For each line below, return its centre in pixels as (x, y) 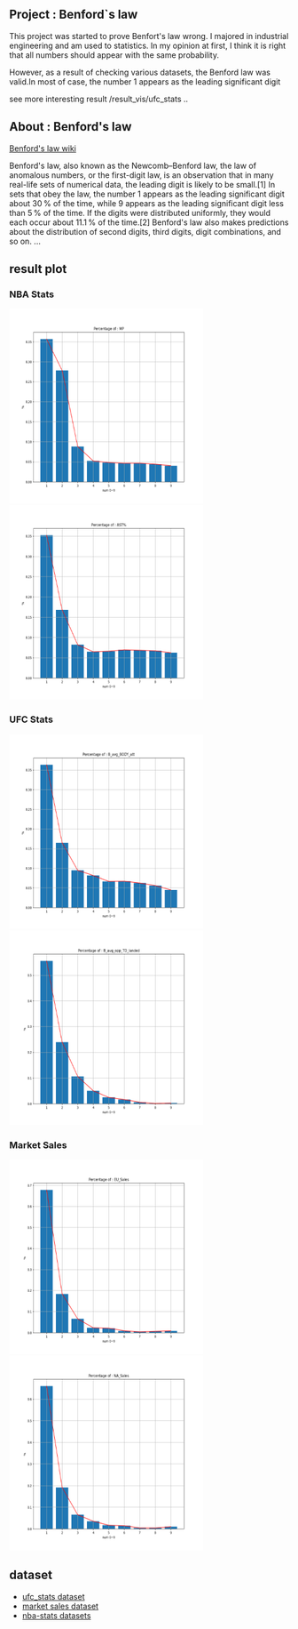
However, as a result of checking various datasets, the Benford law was (140, 72)
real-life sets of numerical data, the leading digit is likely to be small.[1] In (142, 184)
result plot (38, 269)
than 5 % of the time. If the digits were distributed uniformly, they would (140, 213)
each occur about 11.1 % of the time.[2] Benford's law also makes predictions (149, 222)
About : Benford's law (71, 127)
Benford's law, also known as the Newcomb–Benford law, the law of (133, 165)
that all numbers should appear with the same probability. (114, 55)
